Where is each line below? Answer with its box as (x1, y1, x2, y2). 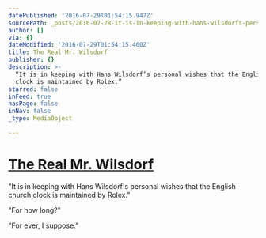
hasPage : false (8, 100, 59, 108)
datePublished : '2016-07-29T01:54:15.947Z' (8, 11, 154, 20)
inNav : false (8, 108, 51, 115)
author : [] (8, 26, 44, 34)
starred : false (8, 85, 59, 93)
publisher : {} (8, 56, 55, 64)
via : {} (8, 33, 34, 42)
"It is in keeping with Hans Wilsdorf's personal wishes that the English (8, 181, 236, 191)
